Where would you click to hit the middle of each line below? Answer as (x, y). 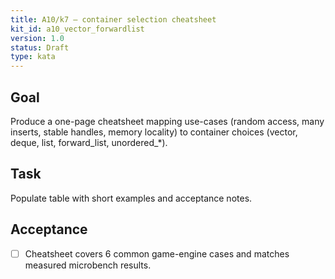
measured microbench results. (88, 265)
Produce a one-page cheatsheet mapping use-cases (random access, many (167, 121)
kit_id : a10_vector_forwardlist (77, 29)
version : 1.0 (37, 38)
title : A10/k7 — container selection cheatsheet (113, 19)
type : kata (33, 57)
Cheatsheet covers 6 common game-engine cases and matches (157, 253)
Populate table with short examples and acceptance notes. (131, 198)
